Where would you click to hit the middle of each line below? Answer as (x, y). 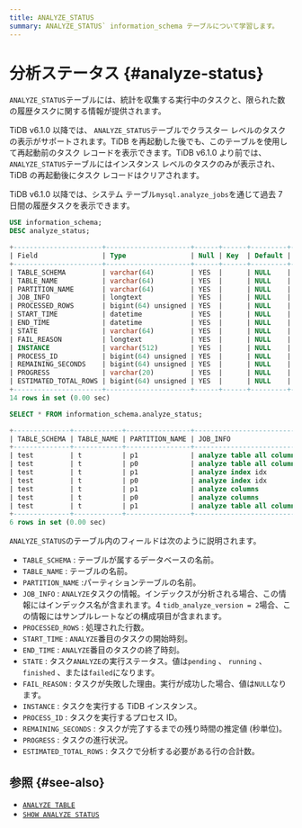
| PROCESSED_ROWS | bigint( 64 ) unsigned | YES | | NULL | (151, 306)
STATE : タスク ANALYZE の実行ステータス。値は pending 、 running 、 (144, 661)
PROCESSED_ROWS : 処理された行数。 (85, 627)
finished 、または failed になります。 (91, 672)
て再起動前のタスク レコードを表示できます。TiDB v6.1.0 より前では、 (138, 153)
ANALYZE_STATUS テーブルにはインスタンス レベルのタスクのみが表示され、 (145, 164)
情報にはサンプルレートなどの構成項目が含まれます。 (128, 616)
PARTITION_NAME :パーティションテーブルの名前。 (111, 582)
